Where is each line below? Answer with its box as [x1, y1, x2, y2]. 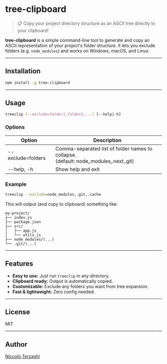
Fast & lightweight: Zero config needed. [12, 289, 95, 295]
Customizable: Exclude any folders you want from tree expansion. [12, 283, 149, 289]
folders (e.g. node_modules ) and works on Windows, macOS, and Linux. [5, 47, 150, 53]
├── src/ [5, 224, 23, 229]
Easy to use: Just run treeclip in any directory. [12, 273, 110, 279]
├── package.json [5, 219, 41, 224]
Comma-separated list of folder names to [55, 145, 153, 152]
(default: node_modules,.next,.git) [55, 157, 134, 164]
